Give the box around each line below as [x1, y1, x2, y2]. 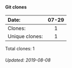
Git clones [5, 4, 27, 10]
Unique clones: [7, 33, 43, 40]
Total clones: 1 [5, 46, 35, 52]
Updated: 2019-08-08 [5, 57, 51, 63]
